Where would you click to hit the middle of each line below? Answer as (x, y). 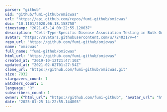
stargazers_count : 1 (27, 79)
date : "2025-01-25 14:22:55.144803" (43, 102)
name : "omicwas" (22, 47)
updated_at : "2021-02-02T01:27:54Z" (43, 65)
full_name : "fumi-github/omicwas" (41, 51)
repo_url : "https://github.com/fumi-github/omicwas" (61, 42)
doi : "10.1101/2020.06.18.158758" (41, 24)
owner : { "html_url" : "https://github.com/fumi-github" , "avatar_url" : (80, 97)
